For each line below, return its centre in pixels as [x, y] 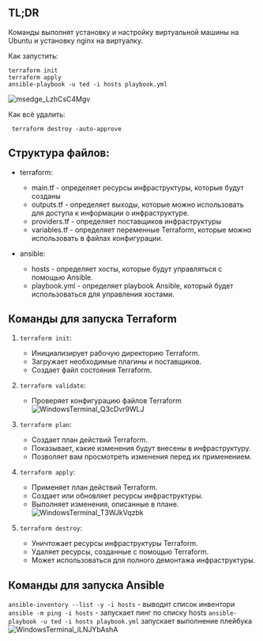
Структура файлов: [59, 153]
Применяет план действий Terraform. [94, 487]
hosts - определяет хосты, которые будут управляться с [127, 269]
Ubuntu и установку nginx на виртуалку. [76, 40]
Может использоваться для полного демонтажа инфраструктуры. [143, 560]
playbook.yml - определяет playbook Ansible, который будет [132, 285]
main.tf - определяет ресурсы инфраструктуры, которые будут [138, 187]
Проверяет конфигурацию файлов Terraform [106, 401]
